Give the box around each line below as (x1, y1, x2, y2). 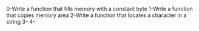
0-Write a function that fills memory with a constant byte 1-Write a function (6, 5, 193, 12)
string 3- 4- (6, 18, 36, 25)
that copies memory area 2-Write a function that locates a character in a (6, 12, 187, 19)
